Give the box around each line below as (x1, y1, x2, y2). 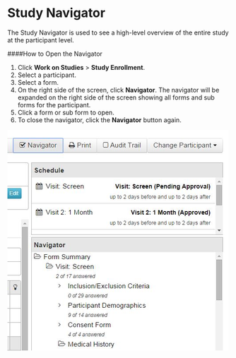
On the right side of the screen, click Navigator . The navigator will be (17, 85, 220, 94)
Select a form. (17, 78, 59, 86)
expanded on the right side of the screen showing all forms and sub (17, 93, 216, 102)
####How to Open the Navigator (7, 49, 102, 58)
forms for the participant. (17, 100, 91, 109)
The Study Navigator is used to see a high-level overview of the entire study (7, 28, 229, 37)
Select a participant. (17, 71, 76, 79)
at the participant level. (7, 35, 74, 44)
